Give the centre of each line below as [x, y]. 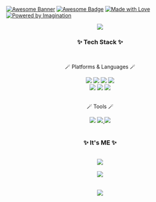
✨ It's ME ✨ [100, 143]
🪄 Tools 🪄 [100, 106]
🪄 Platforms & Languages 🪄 [100, 67]
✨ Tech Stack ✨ [100, 42]
